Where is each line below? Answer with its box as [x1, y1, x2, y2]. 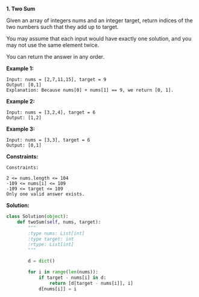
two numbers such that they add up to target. [6, 24, 119, 30]
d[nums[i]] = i [38, 286, 77, 292]
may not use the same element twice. [6, 42, 99, 48]
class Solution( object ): [6, 214, 69, 220]
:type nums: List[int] [28, 230, 85, 237]
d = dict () [28, 258, 55, 264]
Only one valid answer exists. [6, 191, 85, 197]
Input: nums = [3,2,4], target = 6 [6, 109, 96, 116]
